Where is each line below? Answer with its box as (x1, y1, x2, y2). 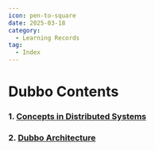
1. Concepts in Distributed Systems (8, 111, 147, 122)
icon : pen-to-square (8, 11, 77, 20)
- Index (15, 48, 41, 56)
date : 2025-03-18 (8, 19, 66, 27)
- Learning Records (15, 33, 80, 42)
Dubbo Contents (8, 83, 119, 101)
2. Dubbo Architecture (8, 133, 96, 144)
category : (8, 26, 41, 34)
